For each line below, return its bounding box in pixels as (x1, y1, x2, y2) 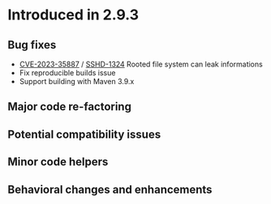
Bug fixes (7, 38, 57, 52)
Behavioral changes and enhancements (7, 182, 213, 196)
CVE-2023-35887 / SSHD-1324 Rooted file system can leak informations (19, 59, 263, 69)
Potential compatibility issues (7, 127, 161, 141)
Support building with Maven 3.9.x (19, 77, 135, 86)
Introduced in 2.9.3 (7, 6, 140, 24)
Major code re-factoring (7, 100, 131, 114)
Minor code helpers (7, 155, 109, 169)
